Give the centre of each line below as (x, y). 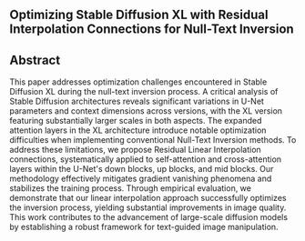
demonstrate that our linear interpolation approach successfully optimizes (148, 198)
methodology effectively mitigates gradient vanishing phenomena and (141, 179)
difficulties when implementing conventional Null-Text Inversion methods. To (153, 140)
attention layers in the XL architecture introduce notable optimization (138, 130)
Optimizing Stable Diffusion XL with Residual (139, 15)
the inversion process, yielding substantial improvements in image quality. (148, 207)
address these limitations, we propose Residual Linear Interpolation (135, 150)
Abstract (35, 60)
